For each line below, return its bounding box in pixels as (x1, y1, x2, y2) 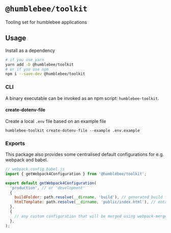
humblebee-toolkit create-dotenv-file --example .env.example (5, 128, 140, 133)
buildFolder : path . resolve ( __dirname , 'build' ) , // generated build (14, 195, 163, 200)
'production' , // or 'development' (10, 185, 85, 190)
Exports (5, 140, 25, 147)
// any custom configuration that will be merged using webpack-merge (14, 214, 167, 219)
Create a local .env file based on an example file (5, 118, 106, 124)
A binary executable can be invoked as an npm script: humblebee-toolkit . (5, 95, 159, 101)
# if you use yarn (5, 57, 44, 62)
